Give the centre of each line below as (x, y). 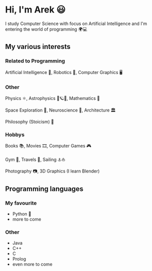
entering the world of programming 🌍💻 (46, 29)
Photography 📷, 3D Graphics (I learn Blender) (52, 171)
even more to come (32, 264)
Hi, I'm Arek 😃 (35, 10)
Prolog (19, 259)
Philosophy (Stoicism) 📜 (30, 121)
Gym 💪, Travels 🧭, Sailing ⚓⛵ (35, 159)
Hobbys (15, 134)
